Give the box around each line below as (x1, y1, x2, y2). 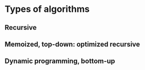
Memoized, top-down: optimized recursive (4, 40, 141, 48)
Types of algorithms (4, 3, 90, 15)
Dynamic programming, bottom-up (4, 57, 116, 66)
